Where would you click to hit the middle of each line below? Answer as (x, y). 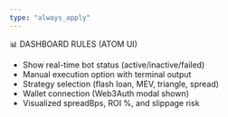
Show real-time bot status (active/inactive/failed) (114, 65)
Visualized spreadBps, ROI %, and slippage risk (111, 103)
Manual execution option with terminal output (107, 74)
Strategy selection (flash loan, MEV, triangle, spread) (121, 84)
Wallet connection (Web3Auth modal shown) (106, 93)
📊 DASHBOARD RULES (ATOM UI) (74, 44)
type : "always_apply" (50, 18)
